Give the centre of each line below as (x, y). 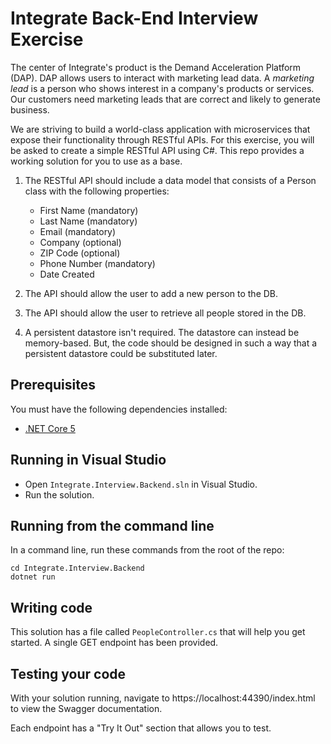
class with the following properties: (97, 191)
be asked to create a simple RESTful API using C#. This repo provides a (157, 150)
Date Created (67, 274)
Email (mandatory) (78, 231)
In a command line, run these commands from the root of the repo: (147, 550)
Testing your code (68, 673)
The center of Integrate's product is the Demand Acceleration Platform (156, 67)
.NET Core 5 (50, 428)
